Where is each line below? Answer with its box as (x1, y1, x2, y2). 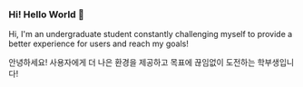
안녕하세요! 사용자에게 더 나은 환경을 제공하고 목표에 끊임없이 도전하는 (8, 57, 256, 68)
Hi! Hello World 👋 (8, 8, 85, 21)
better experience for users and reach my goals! (8, 38, 190, 49)
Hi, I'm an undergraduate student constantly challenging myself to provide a (8, 29, 293, 40)
